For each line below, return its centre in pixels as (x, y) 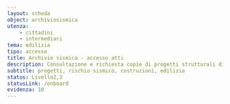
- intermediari (41, 39)
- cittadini (36, 32)
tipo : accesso (27, 52)
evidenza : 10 (26, 90)
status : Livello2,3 (35, 77)
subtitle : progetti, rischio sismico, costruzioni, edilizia (96, 70)
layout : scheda (29, 13)
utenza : (18, 26)
